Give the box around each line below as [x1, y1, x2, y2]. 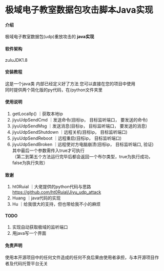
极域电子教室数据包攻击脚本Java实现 [5, 4, 153, 16]
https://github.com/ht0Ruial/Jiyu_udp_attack [12, 189, 102, 195]
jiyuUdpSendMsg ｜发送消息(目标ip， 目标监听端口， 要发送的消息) [12, 123, 147, 129]
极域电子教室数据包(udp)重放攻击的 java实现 [5, 34, 94, 40]
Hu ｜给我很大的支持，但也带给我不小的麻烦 [12, 201, 101, 207]
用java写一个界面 [12, 230, 46, 236]
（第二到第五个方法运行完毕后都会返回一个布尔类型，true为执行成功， [12, 154, 153, 159]
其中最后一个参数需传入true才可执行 [12, 148, 85, 153]
